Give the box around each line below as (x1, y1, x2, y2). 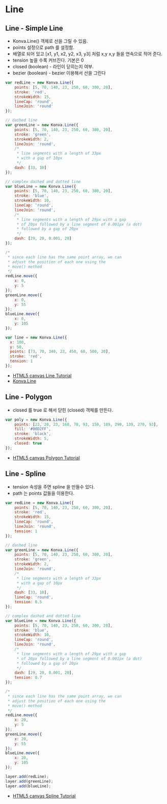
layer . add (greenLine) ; (5, 779, 53, 784)
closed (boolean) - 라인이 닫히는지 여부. (12, 64, 94, 69)
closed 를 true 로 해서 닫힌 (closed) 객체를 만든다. (12, 407, 114, 413)
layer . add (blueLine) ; (5, 784, 51, 789)
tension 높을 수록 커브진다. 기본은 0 (12, 57, 84, 63)
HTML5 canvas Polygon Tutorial (12, 455, 80, 461)
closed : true (14, 441, 42, 446)
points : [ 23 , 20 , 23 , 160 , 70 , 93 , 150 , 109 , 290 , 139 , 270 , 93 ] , (14, 422, 159, 427)
